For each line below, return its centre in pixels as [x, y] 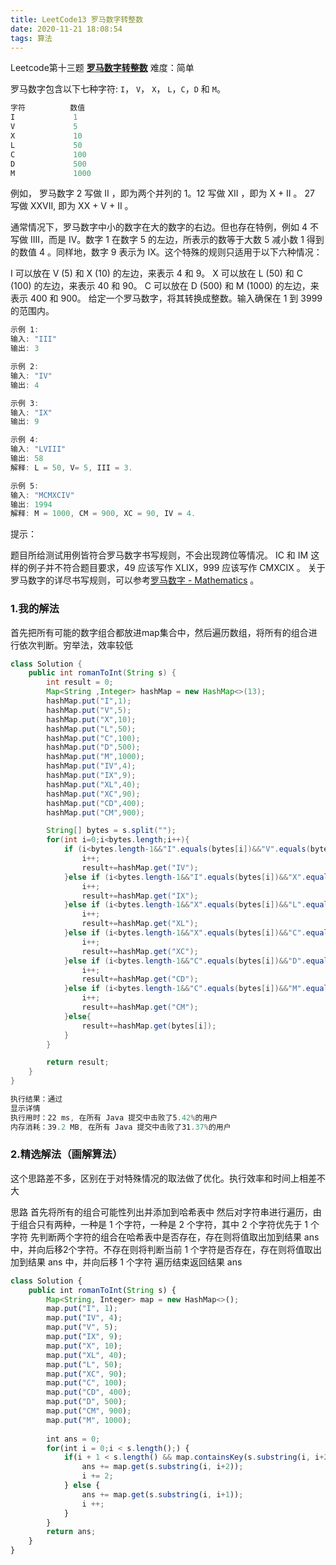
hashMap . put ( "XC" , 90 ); [93, 794]
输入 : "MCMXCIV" [42, 495]
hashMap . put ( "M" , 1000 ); [95, 757]
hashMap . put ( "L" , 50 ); [91, 729]
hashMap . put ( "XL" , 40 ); [93, 784]
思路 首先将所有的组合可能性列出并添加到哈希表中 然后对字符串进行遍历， [161, 1212]
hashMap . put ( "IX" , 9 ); [91, 776]
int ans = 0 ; [73, 1439]
